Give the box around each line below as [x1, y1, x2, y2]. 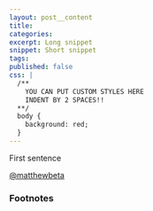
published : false [9, 63, 73, 72]
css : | [9, 71, 34, 80]
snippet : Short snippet [9, 46, 97, 55]
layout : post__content [9, 12, 93, 22]
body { [17, 112, 42, 121]
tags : [9, 54, 29, 63]
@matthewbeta [9, 169, 65, 180]
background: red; [25, 121, 89, 129]
